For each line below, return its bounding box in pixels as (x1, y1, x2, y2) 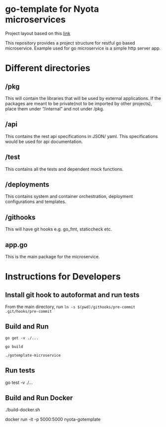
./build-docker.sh (5, 407, 41, 413)
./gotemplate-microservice (5, 353, 61, 358)
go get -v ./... (5, 335, 39, 340)
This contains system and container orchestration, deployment (5, 193, 133, 199)
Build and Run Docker (5, 394, 73, 402)
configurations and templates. (5, 199, 66, 205)
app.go (5, 240, 28, 249)
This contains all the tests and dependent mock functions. (5, 166, 124, 172)
